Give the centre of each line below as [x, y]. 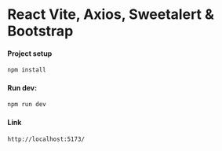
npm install [27, 70]
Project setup [30, 53]
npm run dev [27, 105]
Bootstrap [40, 31]
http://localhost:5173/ [46, 139]
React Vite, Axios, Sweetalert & [111, 15]
